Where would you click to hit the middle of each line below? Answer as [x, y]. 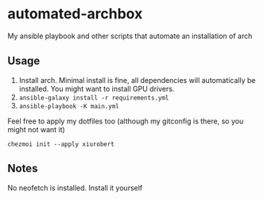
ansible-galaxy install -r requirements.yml [94, 98]
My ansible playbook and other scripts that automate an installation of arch [130, 36]
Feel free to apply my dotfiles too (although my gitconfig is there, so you [126, 121]
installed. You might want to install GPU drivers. [97, 88]
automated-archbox [75, 14]
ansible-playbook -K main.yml [69, 106]
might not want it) [36, 129]
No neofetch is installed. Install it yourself [75, 187]
